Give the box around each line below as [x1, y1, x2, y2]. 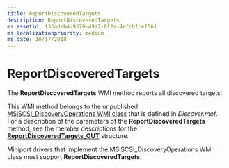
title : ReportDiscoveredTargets [7, 10, 101, 17]
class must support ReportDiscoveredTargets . [7, 153, 142, 161]
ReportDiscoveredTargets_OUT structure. [7, 132, 129, 140]
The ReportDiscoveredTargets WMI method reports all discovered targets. [7, 89, 223, 97]
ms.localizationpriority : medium [7, 29, 104, 37]
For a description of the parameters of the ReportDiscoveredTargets [7, 117, 205, 126]
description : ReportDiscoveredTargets [7, 17, 120, 24]
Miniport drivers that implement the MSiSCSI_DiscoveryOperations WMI [7, 145, 214, 153]
